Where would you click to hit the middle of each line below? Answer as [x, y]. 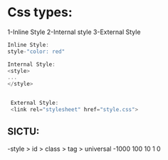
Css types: [40, 12]
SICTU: [23, 132]
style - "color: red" [36, 51]
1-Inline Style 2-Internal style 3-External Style [74, 32]
